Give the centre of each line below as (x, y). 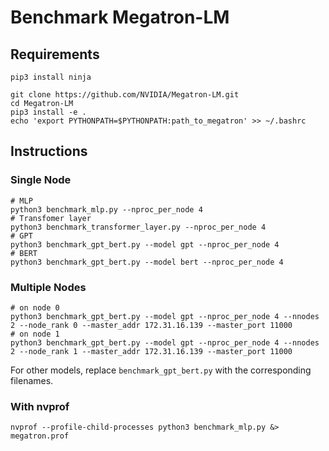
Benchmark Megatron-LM (120, 17)
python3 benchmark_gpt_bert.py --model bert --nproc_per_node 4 (147, 262)
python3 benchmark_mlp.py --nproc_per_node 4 (106, 209)
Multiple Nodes (48, 287)
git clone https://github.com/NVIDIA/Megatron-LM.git (125, 95)
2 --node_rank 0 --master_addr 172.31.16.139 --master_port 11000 (151, 325)
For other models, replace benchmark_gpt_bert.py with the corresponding (161, 370)
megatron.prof (40, 436)
